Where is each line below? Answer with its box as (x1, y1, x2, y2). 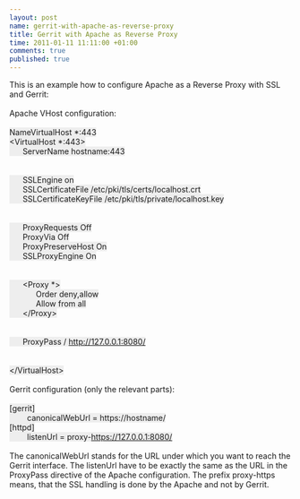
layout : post (9, 13, 58, 22)
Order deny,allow (35, 288, 99, 299)
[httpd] (9, 422, 35, 433)
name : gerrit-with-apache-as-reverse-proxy (9, 22, 175, 30)
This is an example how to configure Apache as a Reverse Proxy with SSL (9, 80, 281, 90)
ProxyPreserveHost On (21, 241, 107, 252)
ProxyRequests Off (21, 222, 92, 233)
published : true (9, 55, 70, 64)
